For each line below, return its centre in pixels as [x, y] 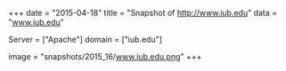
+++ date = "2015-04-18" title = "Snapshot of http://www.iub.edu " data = [143, 13]
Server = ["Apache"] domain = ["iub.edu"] [85, 39]
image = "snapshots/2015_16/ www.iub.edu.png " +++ [105, 56]
